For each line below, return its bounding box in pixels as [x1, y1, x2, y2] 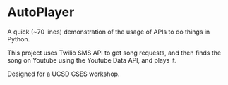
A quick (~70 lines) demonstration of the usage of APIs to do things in [7, 27, 210, 36]
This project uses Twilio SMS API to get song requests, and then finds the [7, 48, 221, 57]
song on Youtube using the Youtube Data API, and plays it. [7, 55, 177, 64]
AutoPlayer [7, 4, 75, 20]
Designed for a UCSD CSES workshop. [7, 70, 120, 78]
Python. [7, 34, 30, 43]
